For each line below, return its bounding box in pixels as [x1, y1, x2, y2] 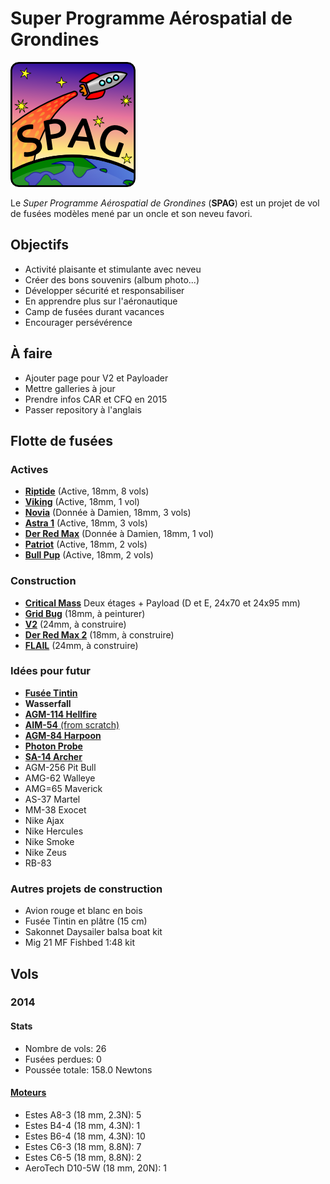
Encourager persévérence [24, 316, 133, 328]
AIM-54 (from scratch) [24, 718, 120, 731]
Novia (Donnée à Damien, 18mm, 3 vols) [24, 507, 192, 519]
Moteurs [10, 1087, 47, 1099]
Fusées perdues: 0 [24, 1053, 102, 1065]
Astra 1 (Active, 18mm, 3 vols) [24, 517, 148, 529]
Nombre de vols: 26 [24, 1042, 107, 1054]
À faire [10, 345, 53, 362]
